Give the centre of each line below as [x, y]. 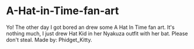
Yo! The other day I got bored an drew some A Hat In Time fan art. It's [91, 27]
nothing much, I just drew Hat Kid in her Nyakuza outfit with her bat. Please [97, 33]
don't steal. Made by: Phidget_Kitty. [49, 40]
